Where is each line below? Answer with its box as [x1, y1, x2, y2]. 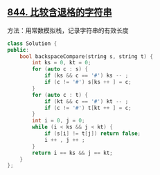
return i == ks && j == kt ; [32, 149, 113, 156]
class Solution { [7, 40, 57, 47]
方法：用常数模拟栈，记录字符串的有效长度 [7, 26, 129, 35]
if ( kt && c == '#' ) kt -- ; [44, 98, 129, 105]
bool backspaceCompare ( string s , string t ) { [19, 53, 154, 60]
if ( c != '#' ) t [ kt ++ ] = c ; [44, 104, 132, 111]
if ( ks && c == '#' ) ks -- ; [44, 72, 129, 80]
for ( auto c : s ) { [32, 66, 89, 73]
